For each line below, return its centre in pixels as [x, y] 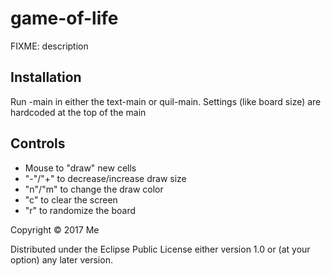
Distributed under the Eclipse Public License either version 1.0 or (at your [160, 249]
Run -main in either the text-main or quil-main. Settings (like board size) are [166, 101]
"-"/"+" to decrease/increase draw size [105, 178]
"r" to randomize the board [80, 210]
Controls [38, 143]
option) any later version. [61, 259]
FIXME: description [49, 46]
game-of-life [64, 18]
